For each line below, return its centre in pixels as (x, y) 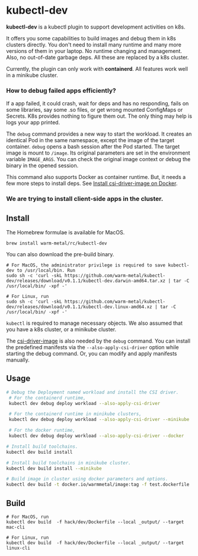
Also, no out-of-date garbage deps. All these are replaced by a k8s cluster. (98, 57)
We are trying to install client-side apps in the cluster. (85, 199)
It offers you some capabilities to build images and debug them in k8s (91, 38)
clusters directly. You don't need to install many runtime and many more (94, 45)
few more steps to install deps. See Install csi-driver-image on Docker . (92, 183)
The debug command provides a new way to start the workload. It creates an (99, 134)
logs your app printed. (33, 122)
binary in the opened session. (42, 166)
